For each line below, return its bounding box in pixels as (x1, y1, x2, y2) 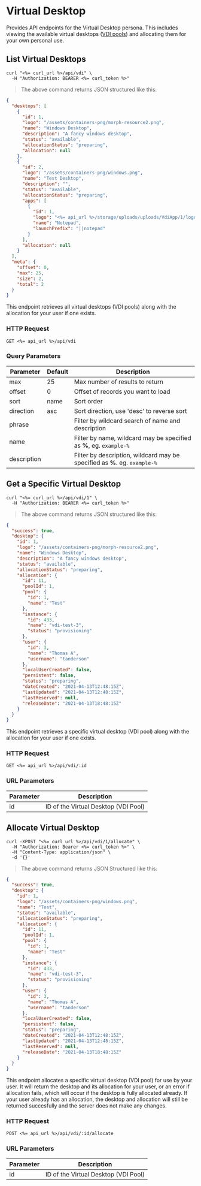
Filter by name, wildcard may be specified (74, 433, 191, 442)
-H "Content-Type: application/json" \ (11, 849, 111, 855)
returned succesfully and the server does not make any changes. (6, 1102, 167, 1109)
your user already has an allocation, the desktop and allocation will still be (6, 1096, 188, 1103)
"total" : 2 (17, 281, 44, 287)
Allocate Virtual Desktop (6, 823, 100, 833)
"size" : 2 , (17, 276, 44, 282)
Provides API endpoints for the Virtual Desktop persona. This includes (6, 24, 178, 31)
